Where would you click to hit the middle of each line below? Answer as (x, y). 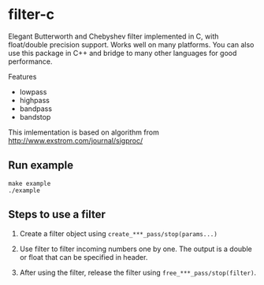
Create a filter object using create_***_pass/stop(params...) (119, 233)
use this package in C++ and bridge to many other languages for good (123, 53)
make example (30, 183)
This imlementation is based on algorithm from (84, 132)
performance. (30, 61)
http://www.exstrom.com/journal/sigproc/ (76, 140)
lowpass (33, 91)
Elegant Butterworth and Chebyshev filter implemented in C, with (113, 36)
